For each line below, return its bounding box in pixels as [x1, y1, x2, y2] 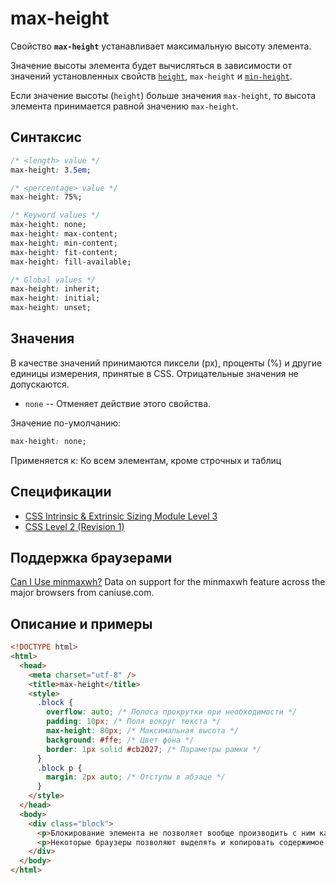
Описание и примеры [10, 615, 153, 632]
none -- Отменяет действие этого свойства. [24, 397, 212, 409]
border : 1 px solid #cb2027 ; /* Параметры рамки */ [46, 744, 262, 754]
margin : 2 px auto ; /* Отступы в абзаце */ [46, 772, 226, 782]
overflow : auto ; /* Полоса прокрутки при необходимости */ [46, 707, 298, 717]
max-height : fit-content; [10, 247, 118, 257]
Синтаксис [10, 129, 82, 146]
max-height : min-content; [10, 238, 118, 248]
